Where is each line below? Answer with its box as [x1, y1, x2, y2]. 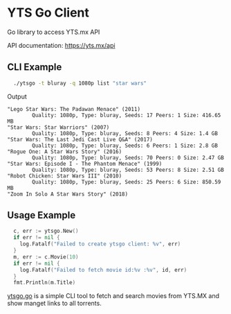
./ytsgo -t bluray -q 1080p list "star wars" [13, 80, 147, 87]
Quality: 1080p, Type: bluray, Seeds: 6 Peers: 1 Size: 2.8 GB [32, 142, 218, 149]
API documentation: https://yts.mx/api [7, 41, 115, 49]
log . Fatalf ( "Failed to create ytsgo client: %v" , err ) [19, 241, 181, 247]
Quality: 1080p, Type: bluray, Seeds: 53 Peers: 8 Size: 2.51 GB [32, 166, 225, 173]
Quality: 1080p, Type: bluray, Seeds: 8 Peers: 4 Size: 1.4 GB [32, 130, 218, 137]
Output [7, 92, 27, 101]
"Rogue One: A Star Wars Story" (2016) [7, 148, 122, 155]
